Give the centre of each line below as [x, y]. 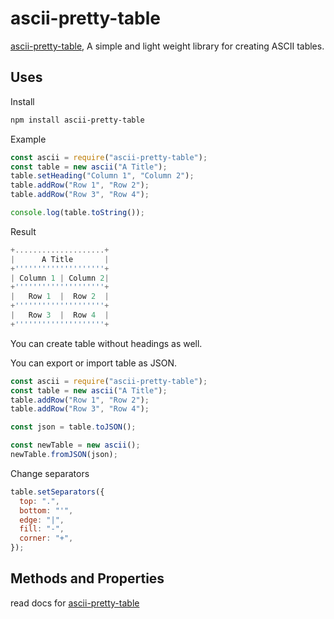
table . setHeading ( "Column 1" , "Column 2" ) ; [102, 176]
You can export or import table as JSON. [93, 363]
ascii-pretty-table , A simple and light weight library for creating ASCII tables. [167, 46]
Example [28, 139]
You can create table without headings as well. [106, 343]
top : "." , [39, 501]
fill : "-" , [42, 529]
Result [23, 231]
